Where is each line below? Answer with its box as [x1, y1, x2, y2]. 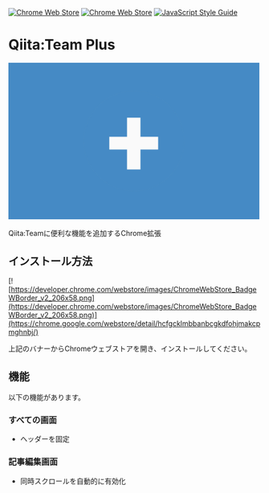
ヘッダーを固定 [19, 434, 70, 444]
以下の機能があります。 [8, 393, 86, 402]
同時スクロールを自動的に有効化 [19, 476, 126, 486]
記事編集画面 [8, 456, 59, 467]
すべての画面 [8, 414, 58, 426]
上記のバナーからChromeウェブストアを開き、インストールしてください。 [8, 344, 252, 353]
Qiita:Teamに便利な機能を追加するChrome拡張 [8, 229, 162, 238]
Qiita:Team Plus [8, 36, 116, 54]
